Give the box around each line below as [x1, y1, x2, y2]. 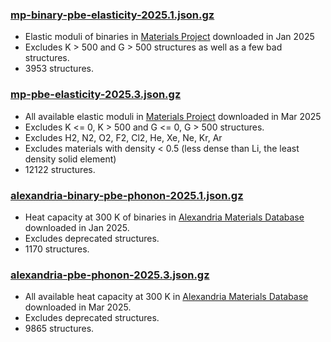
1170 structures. [24, 243, 90, 255]
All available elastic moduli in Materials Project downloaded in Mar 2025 [24, 110, 322, 122]
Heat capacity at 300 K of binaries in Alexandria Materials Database [24, 211, 305, 223]
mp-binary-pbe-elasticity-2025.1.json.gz [10, 8, 215, 22]
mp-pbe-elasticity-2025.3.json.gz [10, 88, 182, 102]
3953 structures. [24, 63, 95, 75]
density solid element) [24, 153, 117, 165]
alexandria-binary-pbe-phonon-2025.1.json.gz [10, 188, 244, 202]
